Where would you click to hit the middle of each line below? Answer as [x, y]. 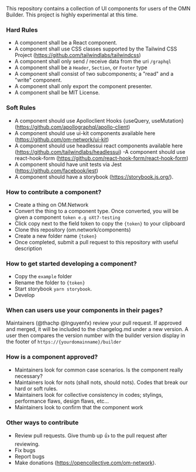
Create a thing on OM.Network [51, 204]
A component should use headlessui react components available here [99, 146]
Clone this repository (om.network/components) [73, 230]
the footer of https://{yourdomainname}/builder [64, 342]
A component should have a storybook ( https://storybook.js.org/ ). [94, 177]
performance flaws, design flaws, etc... [62, 401]
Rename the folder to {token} [50, 283]
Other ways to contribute [42, 422]
